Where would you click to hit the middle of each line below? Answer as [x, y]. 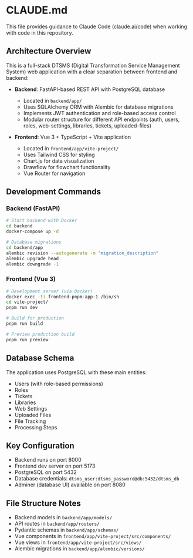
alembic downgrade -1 [33, 264]
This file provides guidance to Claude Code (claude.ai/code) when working [97, 26]
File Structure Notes [43, 503]
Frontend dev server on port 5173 [55, 466]
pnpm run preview [27, 339]
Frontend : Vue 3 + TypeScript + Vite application [72, 137]
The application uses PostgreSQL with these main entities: [77, 372]
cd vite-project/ [27, 302]
